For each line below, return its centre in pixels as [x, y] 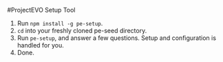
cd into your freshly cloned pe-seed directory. [82, 31]
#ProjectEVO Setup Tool [41, 10]
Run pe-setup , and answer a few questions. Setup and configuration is [117, 38]
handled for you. [40, 45]
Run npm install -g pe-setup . [60, 23]
